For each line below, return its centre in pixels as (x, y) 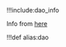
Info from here (27, 23)
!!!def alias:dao (28, 37)
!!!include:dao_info (33, 10)
